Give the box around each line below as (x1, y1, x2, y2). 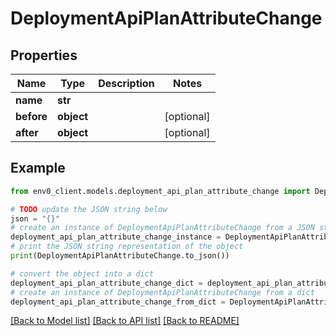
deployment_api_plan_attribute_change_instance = (10, 232, 222, 242)
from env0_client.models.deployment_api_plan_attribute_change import (10, 186, 311, 196)
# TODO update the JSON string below (10, 204, 168, 214)
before (15, 110, 48, 123)
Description (98, 77, 155, 90)
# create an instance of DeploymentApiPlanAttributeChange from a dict (10, 287, 315, 297)
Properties (10, 47, 78, 64)
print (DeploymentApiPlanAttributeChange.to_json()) (10, 251, 230, 261)
